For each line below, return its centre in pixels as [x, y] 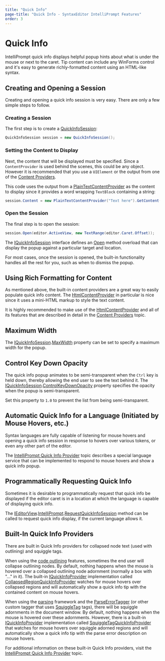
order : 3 [14, 19]
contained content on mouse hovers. [42, 592]
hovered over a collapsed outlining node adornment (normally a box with [79, 571]
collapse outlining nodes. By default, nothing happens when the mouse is [79, 566]
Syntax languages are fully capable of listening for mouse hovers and [75, 435]
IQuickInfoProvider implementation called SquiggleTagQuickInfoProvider [78, 623]
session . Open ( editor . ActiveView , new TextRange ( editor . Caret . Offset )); [80, 233]
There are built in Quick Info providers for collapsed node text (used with [79, 546]
